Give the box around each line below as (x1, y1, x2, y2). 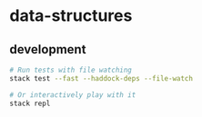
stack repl (9, 99, 51, 108)
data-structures (9, 5, 133, 26)
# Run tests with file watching (9, 65, 132, 74)
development (9, 42, 86, 57)
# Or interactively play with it (9, 90, 136, 100)
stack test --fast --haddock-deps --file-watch (9, 73, 194, 83)
